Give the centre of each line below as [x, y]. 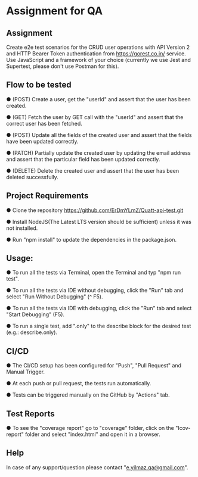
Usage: [20, 258]
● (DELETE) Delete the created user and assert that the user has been [93, 170]
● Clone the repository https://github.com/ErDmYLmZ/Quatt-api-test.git [95, 210]
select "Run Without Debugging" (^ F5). [55, 297]
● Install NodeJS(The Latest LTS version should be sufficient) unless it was [99, 222]
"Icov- [183, 428]
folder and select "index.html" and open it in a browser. [93, 434]
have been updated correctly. [42, 141]
